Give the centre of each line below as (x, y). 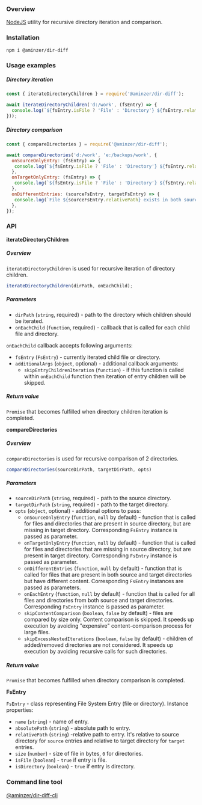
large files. (37, 632)
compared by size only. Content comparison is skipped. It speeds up (109, 620)
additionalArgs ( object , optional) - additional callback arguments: (96, 363)
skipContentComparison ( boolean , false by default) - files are (98, 613)
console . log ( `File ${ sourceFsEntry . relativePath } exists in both (98, 200)
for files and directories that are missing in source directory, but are (107, 549)
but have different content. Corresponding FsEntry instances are (104, 581)
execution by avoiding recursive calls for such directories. (95, 652)
